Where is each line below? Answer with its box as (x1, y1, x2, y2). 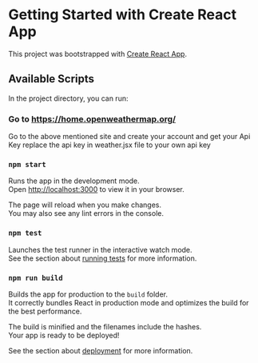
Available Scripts (8, 72, 94, 86)
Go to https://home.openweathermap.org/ (8, 114, 177, 125)
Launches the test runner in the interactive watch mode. (8, 245, 193, 254)
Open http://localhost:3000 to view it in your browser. (8, 185, 185, 194)
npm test (8, 229, 42, 237)
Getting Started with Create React (8, 6, 237, 24)
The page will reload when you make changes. (8, 200, 162, 209)
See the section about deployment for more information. (8, 345, 193, 355)
